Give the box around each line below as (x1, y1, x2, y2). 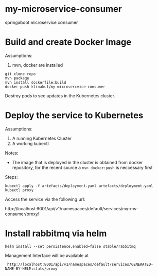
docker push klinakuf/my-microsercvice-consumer (5, 84, 105, 89)
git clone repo (5, 72, 36, 76)
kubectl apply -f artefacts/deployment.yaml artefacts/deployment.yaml (5, 184, 153, 188)
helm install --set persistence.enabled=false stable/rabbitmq (5, 244, 136, 249)
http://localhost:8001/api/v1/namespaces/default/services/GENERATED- (7, 262, 153, 267)
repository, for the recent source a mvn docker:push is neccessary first (12, 165, 153, 170)
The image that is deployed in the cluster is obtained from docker (12, 159, 143, 165)
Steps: (5, 174, 18, 180)
